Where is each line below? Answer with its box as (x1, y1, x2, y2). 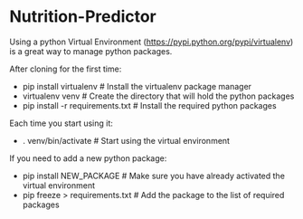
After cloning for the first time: (9, 63, 122, 74)
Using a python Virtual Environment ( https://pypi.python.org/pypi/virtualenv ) (9, 36, 294, 47)
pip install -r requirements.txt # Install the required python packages (22, 100, 278, 110)
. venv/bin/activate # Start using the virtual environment (22, 135, 231, 146)
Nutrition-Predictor (9, 6, 156, 27)
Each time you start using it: (9, 118, 113, 129)
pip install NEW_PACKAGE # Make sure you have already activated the (22, 170, 285, 181)
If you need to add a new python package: (9, 152, 167, 164)
